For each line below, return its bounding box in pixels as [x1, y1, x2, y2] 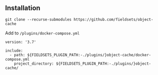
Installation [5, 4, 40, 12]
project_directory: [14, 61, 54, 66]
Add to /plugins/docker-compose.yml [5, 30, 80, 36]
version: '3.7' [5, 39, 37, 44]
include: [5, 48, 23, 53]
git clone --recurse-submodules [5, 17, 72, 22]
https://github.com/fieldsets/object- [73, 17, 154, 22]
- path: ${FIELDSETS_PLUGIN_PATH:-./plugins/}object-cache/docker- [9, 52, 152, 57]
